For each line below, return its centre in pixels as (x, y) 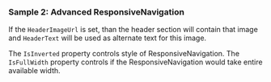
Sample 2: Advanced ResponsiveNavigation (96, 12)
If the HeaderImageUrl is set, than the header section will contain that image (133, 30)
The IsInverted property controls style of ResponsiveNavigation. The (124, 54)
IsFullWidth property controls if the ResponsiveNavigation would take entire (135, 62)
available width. (34, 71)
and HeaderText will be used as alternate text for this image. (108, 38)
